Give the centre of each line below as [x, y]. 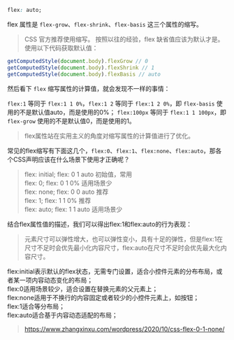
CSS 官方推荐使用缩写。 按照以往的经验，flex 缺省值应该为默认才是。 [124, 39]
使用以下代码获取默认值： [61, 48]
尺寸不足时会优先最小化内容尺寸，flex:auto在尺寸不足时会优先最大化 [123, 248]
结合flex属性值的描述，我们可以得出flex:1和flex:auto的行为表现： [100, 224]
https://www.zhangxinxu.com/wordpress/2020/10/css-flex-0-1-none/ [124, 329]
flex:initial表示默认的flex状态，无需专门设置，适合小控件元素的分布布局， [112, 271]
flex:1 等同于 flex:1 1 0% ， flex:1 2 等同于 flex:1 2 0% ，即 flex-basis [111, 103]
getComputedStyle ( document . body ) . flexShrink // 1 [81, 68]
